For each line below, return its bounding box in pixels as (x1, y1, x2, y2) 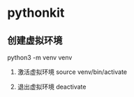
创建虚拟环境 (7, 34, 63, 46)
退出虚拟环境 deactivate (17, 82, 87, 91)
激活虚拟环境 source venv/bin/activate (17, 68, 128, 76)
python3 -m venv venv (7, 54, 73, 61)
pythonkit (7, 5, 65, 21)
